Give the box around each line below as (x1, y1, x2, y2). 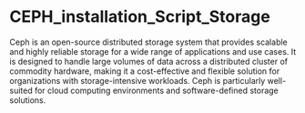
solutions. (9, 94, 46, 106)
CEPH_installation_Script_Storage (9, 6, 270, 27)
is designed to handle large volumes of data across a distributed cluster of (9, 56, 289, 67)
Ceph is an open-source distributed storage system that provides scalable (9, 36, 289, 47)
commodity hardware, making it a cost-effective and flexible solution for (9, 66, 280, 77)
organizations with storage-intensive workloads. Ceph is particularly (9, 75, 266, 86)
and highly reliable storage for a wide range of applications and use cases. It (9, 46, 297, 56)
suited (9, 85, 34, 96)
